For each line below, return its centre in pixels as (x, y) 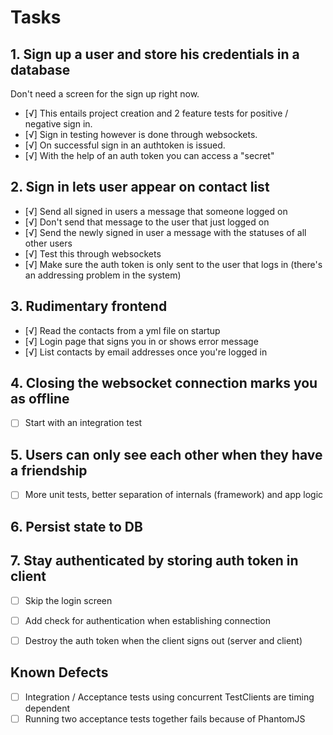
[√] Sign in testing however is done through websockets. (141, 134)
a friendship (49, 470)
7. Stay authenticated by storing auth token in (154, 561)
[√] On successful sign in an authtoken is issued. (125, 145)
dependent (47, 708)
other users (48, 243)
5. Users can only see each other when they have (166, 454)
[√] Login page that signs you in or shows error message (141, 341)
